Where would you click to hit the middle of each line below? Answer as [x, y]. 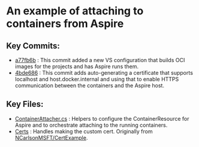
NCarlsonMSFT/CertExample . [51, 137]
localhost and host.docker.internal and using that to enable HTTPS [97, 79]
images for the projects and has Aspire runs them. [77, 66]
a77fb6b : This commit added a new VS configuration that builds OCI [100, 60]
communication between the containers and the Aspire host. [90, 85]
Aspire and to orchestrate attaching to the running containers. [91, 125]
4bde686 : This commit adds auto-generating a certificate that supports [104, 73]
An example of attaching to [75, 11]
